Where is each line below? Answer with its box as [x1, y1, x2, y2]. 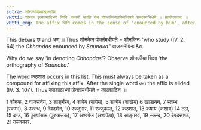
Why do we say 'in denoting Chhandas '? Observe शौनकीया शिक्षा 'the [6, 55, 168, 62]
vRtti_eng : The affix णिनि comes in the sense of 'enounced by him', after [6, 20, 196, 26]
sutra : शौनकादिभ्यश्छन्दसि [6, 8, 56, 15]
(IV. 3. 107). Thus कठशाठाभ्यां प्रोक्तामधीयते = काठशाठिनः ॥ [6, 86, 127, 94]
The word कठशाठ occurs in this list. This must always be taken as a [6, 73, 169, 81]
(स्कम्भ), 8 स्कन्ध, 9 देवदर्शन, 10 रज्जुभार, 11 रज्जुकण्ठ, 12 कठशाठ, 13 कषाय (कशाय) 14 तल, [6, 105, 190, 112]
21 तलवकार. [6, 119, 31, 126]
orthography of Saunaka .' [6, 61, 70, 69]
